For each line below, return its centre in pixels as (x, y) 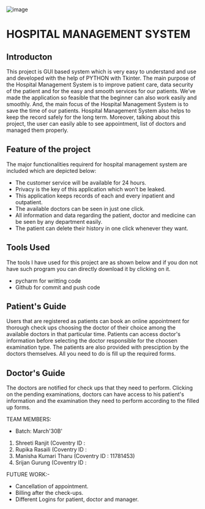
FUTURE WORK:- (28, 475)
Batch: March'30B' (39, 431)
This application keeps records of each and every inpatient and (95, 196)
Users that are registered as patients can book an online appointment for (98, 321)
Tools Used (28, 247)
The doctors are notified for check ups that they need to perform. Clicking (100, 388)
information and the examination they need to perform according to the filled (103, 401)
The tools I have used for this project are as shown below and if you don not (102, 262)
